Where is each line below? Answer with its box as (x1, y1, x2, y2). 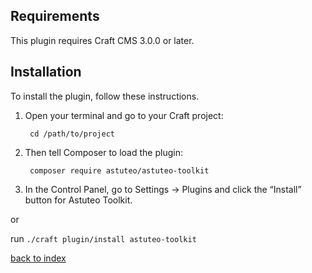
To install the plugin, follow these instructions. (10, 90, 200, 102)
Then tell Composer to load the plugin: (24, 146, 183, 158)
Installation (10, 64, 82, 81)
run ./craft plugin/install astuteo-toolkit (10, 232, 197, 244)
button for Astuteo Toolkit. (24, 194, 133, 206)
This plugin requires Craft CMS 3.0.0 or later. (10, 34, 195, 46)
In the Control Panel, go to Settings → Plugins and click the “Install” (24, 183, 302, 195)
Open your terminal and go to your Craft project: (24, 109, 224, 121)
